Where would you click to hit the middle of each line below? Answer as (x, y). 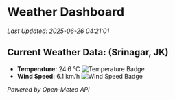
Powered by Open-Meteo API (49, 89)
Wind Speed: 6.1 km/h (48, 76)
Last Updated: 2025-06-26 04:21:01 (58, 31)
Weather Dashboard (66, 12)
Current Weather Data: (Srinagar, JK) (88, 52)
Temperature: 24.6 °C (48, 68)
